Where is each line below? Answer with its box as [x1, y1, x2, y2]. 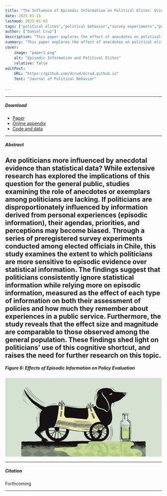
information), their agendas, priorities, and [5, 219, 140, 227]
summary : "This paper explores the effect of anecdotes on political [5, 40, 153, 45]
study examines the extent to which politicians [5, 249, 153, 258]
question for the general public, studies [5, 180, 130, 188]
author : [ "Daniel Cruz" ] [5, 29, 57, 34]
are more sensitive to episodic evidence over [5, 257, 147, 266]
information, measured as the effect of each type [5, 288, 161, 297]
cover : [5, 45, 19, 50]
